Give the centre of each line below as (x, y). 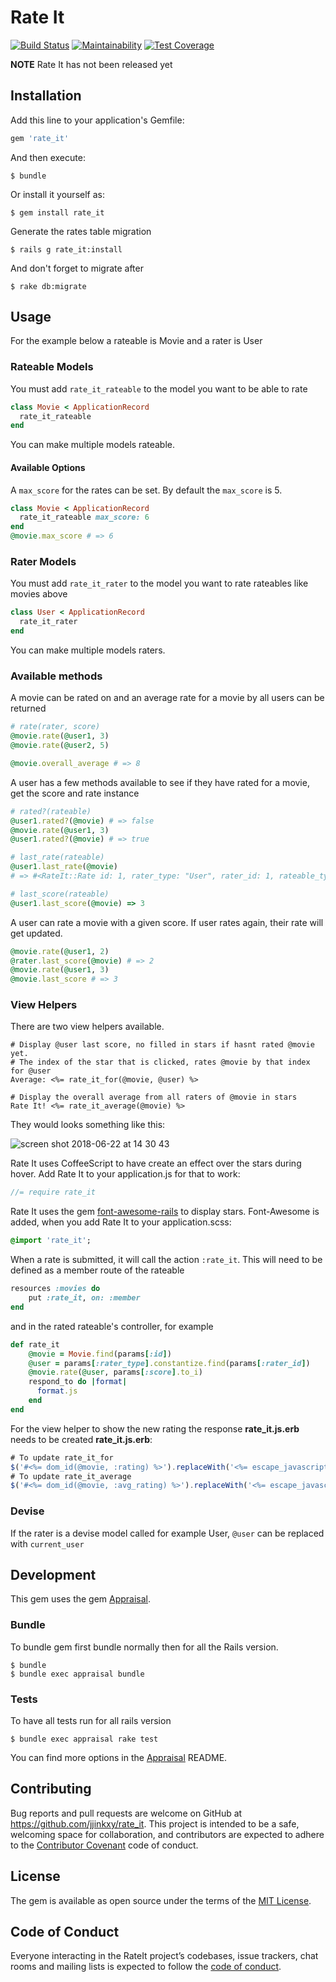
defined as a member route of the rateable (97, 1270)
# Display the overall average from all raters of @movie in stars (154, 1097)
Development (53, 1575)
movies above (39, 594)
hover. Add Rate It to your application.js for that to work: (125, 1174)
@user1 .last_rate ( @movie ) (64, 867)
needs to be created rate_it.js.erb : (81, 1439)
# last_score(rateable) (60, 894)
